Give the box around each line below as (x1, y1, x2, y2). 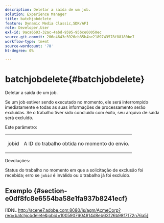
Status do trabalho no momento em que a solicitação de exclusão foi (5, 167, 143, 173)
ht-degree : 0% (5, 48, 34, 53)
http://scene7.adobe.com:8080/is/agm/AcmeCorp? (18, 207, 121, 213)
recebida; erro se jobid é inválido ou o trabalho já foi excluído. (5, 173, 131, 178)
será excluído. (5, 115, 33, 121)
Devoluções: (5, 158, 30, 164)
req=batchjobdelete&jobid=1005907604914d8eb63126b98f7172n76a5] (5, 213, 149, 219)
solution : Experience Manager (5, 12, 67, 17)
